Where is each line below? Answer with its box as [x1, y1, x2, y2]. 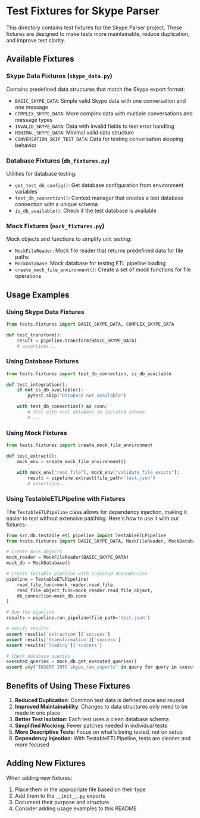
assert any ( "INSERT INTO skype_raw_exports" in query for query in [6, 664, 177, 670]
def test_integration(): [6, 381, 68, 388]
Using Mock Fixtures [6, 428, 67, 437]
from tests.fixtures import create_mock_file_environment [6, 442, 153, 449]
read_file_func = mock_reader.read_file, [17, 581, 116, 588]
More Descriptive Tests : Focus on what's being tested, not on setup [14, 728, 183, 736]
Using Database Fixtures [6, 357, 79, 366]
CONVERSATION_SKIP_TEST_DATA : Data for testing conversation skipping [14, 135, 183, 142]
